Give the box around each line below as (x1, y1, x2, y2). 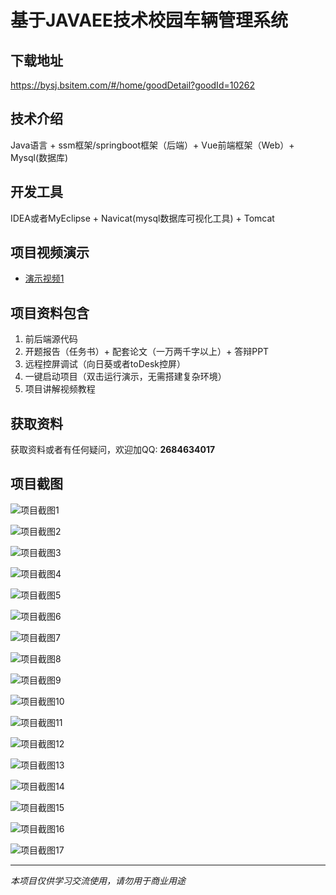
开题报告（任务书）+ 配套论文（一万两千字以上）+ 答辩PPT (24, 346, 270, 358)
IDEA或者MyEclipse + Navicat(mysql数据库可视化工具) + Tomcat (10, 212, 275, 224)
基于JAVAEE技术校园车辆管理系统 (10, 9, 289, 32)
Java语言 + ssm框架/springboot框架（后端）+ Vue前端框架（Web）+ (10, 139, 295, 151)
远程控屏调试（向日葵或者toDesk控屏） (24, 358, 186, 370)
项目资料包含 (10, 304, 90, 321)
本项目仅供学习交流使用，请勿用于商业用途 (10, 874, 186, 886)
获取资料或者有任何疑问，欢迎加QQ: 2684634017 (10, 444, 216, 456)
